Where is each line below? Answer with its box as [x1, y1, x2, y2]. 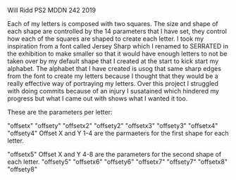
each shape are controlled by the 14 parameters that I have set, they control [7, 27, 228, 35]
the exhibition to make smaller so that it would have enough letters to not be [7, 49, 228, 58]
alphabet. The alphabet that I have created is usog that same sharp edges [7, 65, 222, 72]
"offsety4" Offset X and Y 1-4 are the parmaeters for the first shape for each [7, 129, 229, 137]
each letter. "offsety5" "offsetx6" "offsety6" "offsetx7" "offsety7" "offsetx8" [7, 157, 228, 166]
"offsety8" [7, 165, 37, 173]
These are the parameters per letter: [7, 108, 113, 116]
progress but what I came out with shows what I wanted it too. [7, 94, 188, 103]
